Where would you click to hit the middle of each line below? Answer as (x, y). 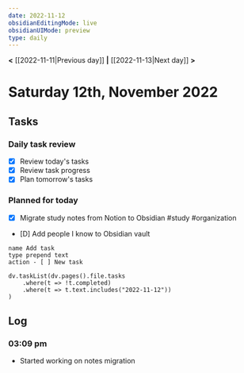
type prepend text (38, 255)
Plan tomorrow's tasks (56, 179)
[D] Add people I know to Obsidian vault (85, 233)
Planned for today (43, 201)
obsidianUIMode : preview (49, 30)
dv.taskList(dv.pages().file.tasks (67, 276)
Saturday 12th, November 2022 (113, 92)
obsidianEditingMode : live (53, 23)
